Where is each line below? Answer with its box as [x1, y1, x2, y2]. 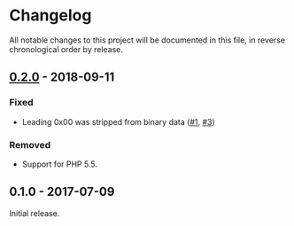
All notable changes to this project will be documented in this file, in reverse [9, 35, 286, 45]
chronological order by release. [9, 43, 124, 54]
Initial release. [9, 207, 60, 218]
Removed [9, 138, 51, 151]
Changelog [9, 5, 92, 26]
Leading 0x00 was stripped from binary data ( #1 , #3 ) [21, 116, 215, 127]
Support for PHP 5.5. [21, 159, 97, 169]
